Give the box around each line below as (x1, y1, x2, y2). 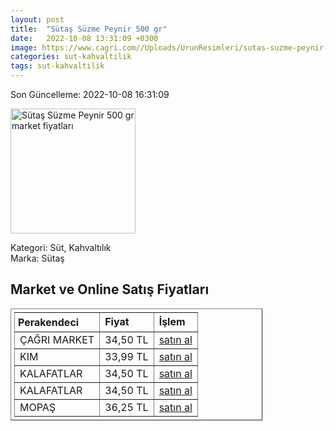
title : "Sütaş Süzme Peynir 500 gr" (10, 24, 168, 34)
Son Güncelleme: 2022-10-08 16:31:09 (10, 89, 170, 100)
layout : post (10, 14, 65, 25)
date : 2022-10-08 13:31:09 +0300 (10, 33, 159, 43)
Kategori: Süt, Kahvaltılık (10, 242, 112, 253)
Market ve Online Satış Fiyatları (10, 281, 210, 298)
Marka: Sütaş (10, 252, 65, 264)
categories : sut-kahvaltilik (10, 52, 132, 62)
